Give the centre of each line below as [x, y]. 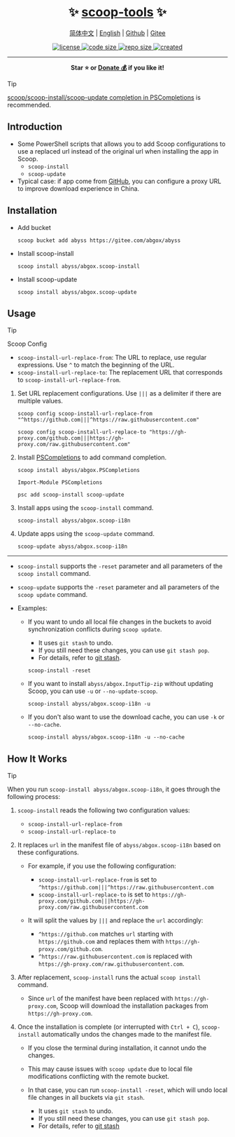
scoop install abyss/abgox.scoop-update [77, 292]
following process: [34, 797]
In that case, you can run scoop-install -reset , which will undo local [128, 1090]
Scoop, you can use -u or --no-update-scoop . [93, 691]
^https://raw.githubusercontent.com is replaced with [115, 956]
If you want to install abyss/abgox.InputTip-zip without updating [120, 684]
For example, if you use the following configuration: [102, 866]
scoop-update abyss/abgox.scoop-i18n [72, 547]
